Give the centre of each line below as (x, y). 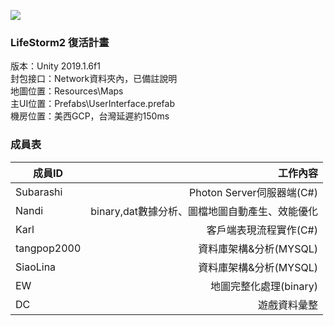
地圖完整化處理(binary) (264, 286)
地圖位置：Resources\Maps (67, 91)
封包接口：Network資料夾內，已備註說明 (94, 79)
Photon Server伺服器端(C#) (253, 192)
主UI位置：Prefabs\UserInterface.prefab (93, 104)
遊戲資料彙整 (287, 305)
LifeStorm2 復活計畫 (60, 42)
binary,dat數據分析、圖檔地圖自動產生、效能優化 (204, 211)
